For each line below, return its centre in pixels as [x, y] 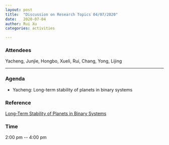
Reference [18, 102]
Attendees [18, 50]
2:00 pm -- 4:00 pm [26, 137]
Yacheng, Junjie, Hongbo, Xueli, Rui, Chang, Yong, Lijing [64, 61]
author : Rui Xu [21, 24]
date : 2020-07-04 [26, 19]
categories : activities [30, 28]
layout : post [19, 10]
